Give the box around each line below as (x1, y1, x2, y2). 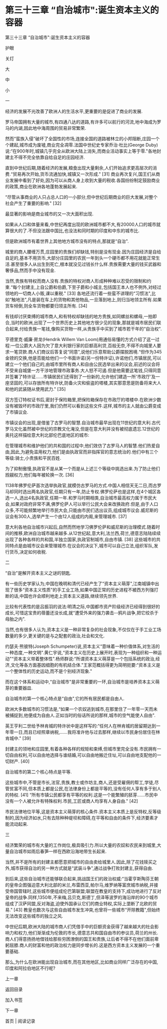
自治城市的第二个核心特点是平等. (5, 769, 72, 774)
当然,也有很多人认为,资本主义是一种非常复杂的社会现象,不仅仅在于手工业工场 (5, 626, 162, 632)
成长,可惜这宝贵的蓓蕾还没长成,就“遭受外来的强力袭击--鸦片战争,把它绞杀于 (5, 609, 159, 615)
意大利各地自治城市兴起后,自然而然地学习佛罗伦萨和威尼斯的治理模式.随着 (5, 524, 156, 530)
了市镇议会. (5, 409, 29, 415)
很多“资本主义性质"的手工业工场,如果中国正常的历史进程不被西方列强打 (13, 587, 159, 593)
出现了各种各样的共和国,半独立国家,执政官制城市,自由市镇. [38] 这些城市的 (5, 536, 157, 542)
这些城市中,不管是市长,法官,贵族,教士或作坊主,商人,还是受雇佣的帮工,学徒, (5, 779, 155, 785)
